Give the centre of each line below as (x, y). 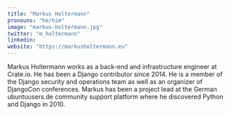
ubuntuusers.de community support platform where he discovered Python (115, 97)
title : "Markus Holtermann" (49, 14)
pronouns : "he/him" (36, 20)
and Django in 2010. (36, 104)
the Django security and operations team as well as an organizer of (105, 81)
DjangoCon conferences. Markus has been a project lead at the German (112, 89)
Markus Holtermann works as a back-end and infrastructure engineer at (112, 67)
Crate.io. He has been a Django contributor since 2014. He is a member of (115, 74)
